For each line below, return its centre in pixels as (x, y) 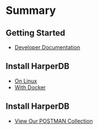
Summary (31, 11)
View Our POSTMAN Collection (53, 121)
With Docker (30, 87)
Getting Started (36, 33)
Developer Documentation (47, 47)
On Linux (26, 81)
